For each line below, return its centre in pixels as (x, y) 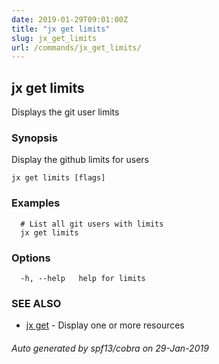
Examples (36, 203)
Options (31, 258)
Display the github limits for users (80, 160)
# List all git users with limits (92, 224)
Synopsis (34, 138)
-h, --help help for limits (83, 278)
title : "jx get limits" (61, 29)
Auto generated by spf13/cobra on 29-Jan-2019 (110, 348)
